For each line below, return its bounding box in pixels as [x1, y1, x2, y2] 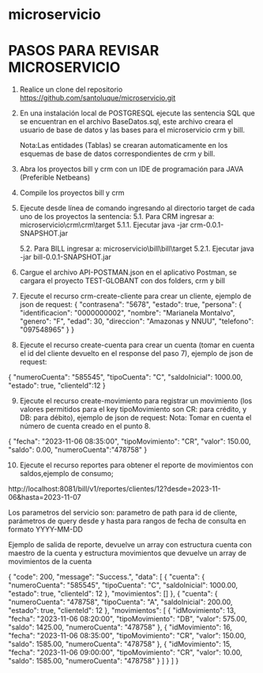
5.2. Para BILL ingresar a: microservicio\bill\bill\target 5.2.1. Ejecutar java [19, 244, 254, 254]
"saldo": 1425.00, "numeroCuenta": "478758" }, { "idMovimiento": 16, [8, 622, 233, 632]
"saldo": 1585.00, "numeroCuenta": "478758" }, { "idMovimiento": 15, [8, 639, 232, 649]
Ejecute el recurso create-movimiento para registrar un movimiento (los [19, 396, 253, 406]
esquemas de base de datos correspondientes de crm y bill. [19, 149, 216, 159]
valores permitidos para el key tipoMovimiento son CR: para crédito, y [19, 405, 247, 414]
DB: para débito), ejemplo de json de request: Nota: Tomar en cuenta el [19, 413, 252, 422]
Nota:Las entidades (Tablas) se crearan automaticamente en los [19, 141, 228, 150]
